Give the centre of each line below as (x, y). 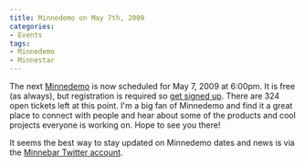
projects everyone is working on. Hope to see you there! (115, 125)
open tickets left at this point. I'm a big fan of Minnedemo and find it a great (151, 105)
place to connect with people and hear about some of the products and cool (153, 115)
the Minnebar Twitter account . (66, 152)
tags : (20, 43)
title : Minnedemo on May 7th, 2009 (77, 18)
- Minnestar (32, 60)
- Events (26, 35)
